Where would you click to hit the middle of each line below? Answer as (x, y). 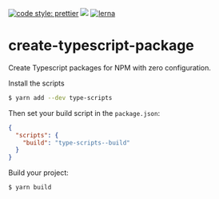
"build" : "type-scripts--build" (76, 143)
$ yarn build (30, 188)
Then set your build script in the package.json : (84, 113)
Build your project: (39, 173)
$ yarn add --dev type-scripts (60, 98)
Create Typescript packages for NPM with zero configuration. (110, 67)
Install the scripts (37, 83)
